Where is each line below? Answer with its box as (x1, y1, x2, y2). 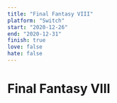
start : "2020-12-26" (7, 23, 69, 31)
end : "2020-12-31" (7, 30, 62, 38)
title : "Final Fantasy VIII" (7, 10, 94, 18)
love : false (7, 43, 43, 50)
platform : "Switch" (7, 17, 65, 24)
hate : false (7, 50, 43, 58)
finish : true (7, 37, 46, 44)
